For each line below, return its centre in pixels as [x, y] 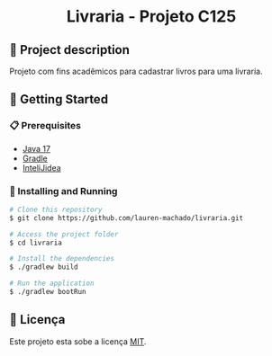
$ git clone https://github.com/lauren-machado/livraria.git [127, 218]
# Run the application [52, 284]
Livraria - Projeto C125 [151, 17]
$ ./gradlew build [44, 267]
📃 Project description [70, 50]
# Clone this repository [56, 209]
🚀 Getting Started [59, 99]
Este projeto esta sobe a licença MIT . [78, 341]
